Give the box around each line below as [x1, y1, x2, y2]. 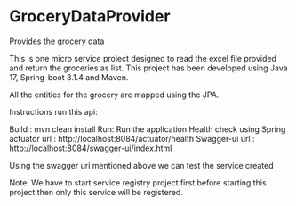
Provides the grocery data [9, 36, 105, 46]
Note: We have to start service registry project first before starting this [9, 177, 267, 188]
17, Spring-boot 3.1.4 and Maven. [9, 71, 129, 82]
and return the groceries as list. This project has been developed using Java [9, 62, 288, 73]
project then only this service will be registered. [9, 186, 184, 197]
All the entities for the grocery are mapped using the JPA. [9, 89, 220, 100]
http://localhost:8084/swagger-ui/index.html [9, 143, 172, 153]
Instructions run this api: [9, 106, 98, 117]
